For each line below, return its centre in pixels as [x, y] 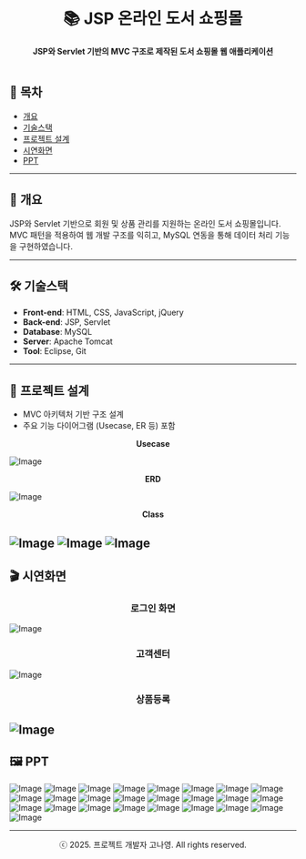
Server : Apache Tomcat [68, 341]
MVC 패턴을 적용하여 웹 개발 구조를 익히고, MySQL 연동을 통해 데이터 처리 [141, 235]
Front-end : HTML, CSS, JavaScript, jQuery [103, 313]
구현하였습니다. [46, 246]
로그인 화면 [153, 608]
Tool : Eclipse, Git [54, 351]
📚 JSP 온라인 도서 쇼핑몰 [153, 19]
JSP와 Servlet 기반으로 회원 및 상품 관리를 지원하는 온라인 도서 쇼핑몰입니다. [145, 223]
